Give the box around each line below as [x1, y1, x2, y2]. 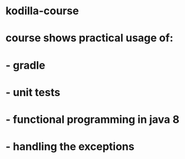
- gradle [5, 58, 46, 72]
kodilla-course [5, 4, 79, 18]
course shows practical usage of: [5, 31, 173, 45]
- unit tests [5, 85, 60, 99]
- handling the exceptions [5, 140, 135, 154]
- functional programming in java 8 [5, 113, 180, 126]
